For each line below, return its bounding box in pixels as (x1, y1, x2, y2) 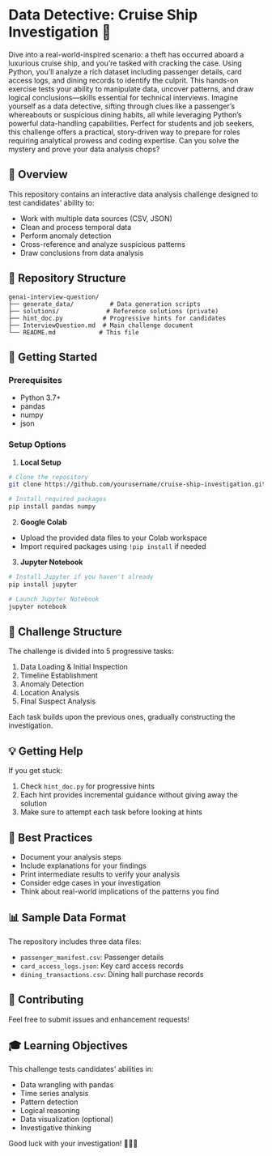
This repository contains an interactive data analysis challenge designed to (8, 189, 258, 199)
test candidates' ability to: (8, 198, 95, 207)
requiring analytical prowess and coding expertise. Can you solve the (8, 135, 240, 145)
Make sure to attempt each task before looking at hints (19, 807, 202, 817)
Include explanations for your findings (19, 861, 147, 870)
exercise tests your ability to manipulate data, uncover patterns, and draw (8, 83, 254, 94)
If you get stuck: (8, 766, 63, 776)
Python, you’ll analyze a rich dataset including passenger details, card (8, 66, 242, 76)
